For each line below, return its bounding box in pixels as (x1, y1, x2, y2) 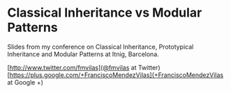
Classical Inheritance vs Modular (7, 5, 202, 21)
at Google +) (7, 78, 44, 86)
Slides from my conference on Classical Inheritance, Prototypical (7, 42, 194, 51)
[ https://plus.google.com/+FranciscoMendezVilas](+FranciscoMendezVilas (7, 71, 224, 79)
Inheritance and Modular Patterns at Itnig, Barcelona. (7, 50, 159, 58)
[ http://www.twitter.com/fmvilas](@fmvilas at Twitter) (7, 63, 161, 71)
